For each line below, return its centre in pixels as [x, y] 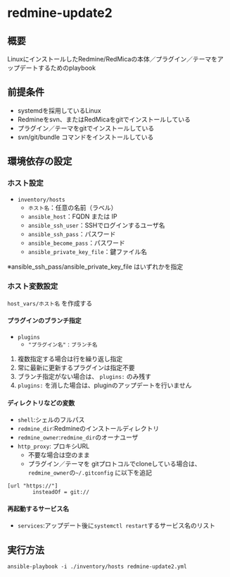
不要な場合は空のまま [59, 455]
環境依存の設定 [40, 161]
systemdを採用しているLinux [59, 110]
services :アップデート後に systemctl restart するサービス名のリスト [116, 526]
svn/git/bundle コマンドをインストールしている [85, 137]
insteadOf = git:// [61, 492]
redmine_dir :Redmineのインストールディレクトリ [88, 429]
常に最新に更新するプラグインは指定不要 [76, 368]
